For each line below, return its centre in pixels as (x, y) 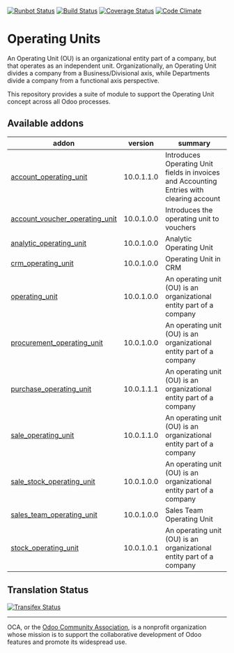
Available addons (46, 123)
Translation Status (48, 590)
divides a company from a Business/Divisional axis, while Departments (109, 73)
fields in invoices (193, 173)
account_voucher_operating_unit (64, 219)
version (141, 143)
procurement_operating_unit (57, 342)
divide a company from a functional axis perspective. (84, 80)
